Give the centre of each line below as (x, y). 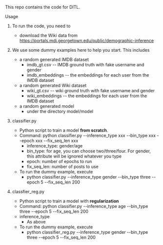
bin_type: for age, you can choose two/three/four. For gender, (89, 151)
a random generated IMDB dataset (54, 60)
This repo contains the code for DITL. (43, 7)
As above (36, 222)
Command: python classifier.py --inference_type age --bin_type (84, 206)
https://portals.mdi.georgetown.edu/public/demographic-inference (87, 41)
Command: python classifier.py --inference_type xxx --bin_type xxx (88, 135)
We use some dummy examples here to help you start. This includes (81, 50)
